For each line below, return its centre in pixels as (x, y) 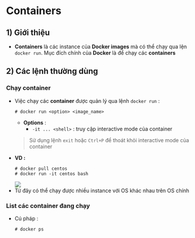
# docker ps (29, 229)
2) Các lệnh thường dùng (52, 71)
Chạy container (28, 88)
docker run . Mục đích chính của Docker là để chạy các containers (95, 53)
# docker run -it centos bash (52, 174)
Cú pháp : (26, 218)
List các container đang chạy (48, 206)
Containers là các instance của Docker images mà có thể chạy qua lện (101, 46)
